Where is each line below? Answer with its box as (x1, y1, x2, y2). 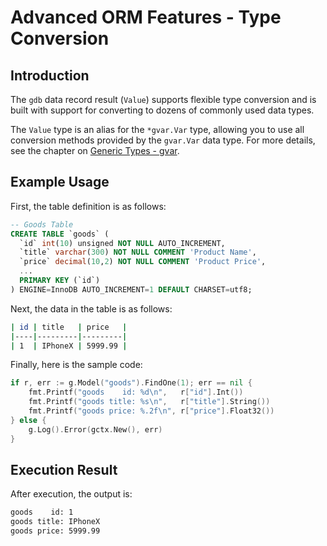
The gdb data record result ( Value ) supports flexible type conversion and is (10, 94, 317, 105)
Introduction (10, 67, 90, 84)
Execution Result (10, 461, 118, 478)
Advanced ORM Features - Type (10, 6, 282, 29)
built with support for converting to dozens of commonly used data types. (10, 104, 315, 116)
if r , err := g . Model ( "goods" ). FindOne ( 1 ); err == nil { (10, 378, 253, 388)
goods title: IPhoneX (10, 517, 101, 527)
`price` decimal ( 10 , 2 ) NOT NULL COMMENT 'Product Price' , (19, 257, 267, 267)
